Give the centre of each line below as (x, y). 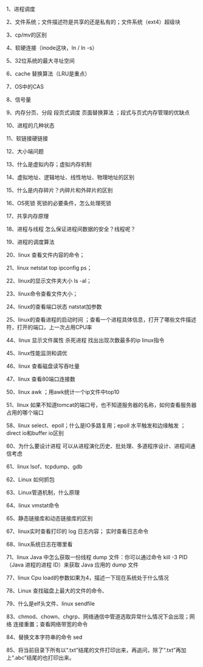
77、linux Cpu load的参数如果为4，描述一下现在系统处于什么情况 (88, 578)
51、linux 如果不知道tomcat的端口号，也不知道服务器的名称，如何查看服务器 (101, 405)
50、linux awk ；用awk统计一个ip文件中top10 (63, 392)
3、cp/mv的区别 (27, 35)
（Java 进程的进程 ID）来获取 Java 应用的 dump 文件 (72, 565)
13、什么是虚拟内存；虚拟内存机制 (49, 164)
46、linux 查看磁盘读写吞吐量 (43, 366)
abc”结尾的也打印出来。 (45, 658)
